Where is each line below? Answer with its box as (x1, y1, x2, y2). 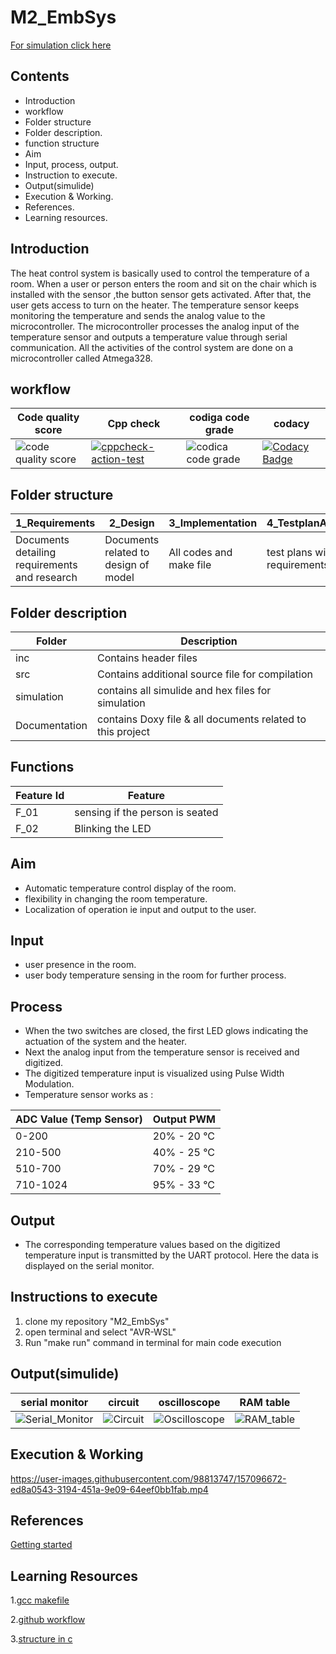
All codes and (168, 546, 233, 560)
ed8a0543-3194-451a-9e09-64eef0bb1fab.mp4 (10, 1483, 209, 1495)
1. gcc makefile (10, 1594, 70, 1606)
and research (15, 571, 78, 585)
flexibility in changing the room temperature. (24, 892, 208, 905)
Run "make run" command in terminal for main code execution (24, 1336, 282, 1348)
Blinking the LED (74, 821, 152, 835)
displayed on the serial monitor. (24, 1260, 155, 1272)
